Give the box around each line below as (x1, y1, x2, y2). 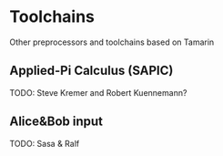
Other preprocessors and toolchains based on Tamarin (9, 36, 215, 47)
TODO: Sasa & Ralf (9, 138, 80, 149)
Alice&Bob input (9, 114, 103, 130)
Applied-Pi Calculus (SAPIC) (9, 63, 174, 78)
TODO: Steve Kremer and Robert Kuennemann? (9, 87, 188, 98)
